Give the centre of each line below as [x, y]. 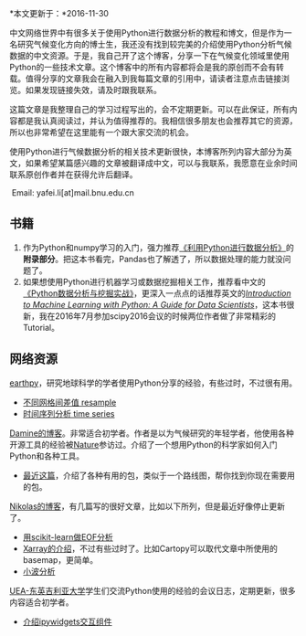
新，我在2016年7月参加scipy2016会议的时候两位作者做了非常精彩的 [149, 316]
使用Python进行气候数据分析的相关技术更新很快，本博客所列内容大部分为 [147, 152]
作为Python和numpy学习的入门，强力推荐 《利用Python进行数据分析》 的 [158, 247]
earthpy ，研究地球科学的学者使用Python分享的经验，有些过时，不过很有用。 [153, 383]
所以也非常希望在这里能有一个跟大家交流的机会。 [101, 132]
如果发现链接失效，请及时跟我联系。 [93, 90]
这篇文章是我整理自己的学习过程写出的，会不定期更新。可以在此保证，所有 [149, 109]
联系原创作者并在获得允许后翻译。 [74, 175]
